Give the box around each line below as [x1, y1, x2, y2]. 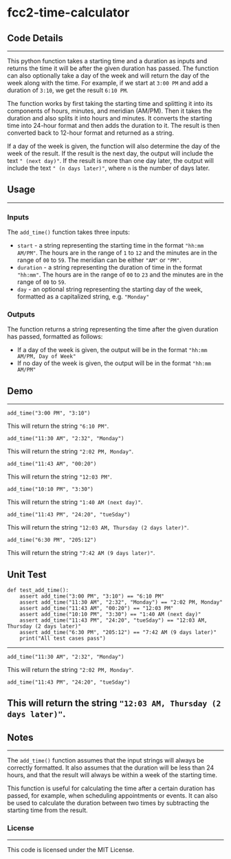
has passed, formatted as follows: [7, 332, 103, 341]
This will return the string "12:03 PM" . [7, 472, 112, 481]
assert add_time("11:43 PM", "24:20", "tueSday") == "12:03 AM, [19, 617, 208, 624]
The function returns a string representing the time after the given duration [7, 325, 219, 334]
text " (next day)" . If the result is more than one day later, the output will [7, 157, 214, 164]
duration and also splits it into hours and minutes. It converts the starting [7, 114, 212, 122]
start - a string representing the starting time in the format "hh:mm [16, 241, 204, 250]
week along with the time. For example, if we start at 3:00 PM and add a [7, 79, 208, 87]
